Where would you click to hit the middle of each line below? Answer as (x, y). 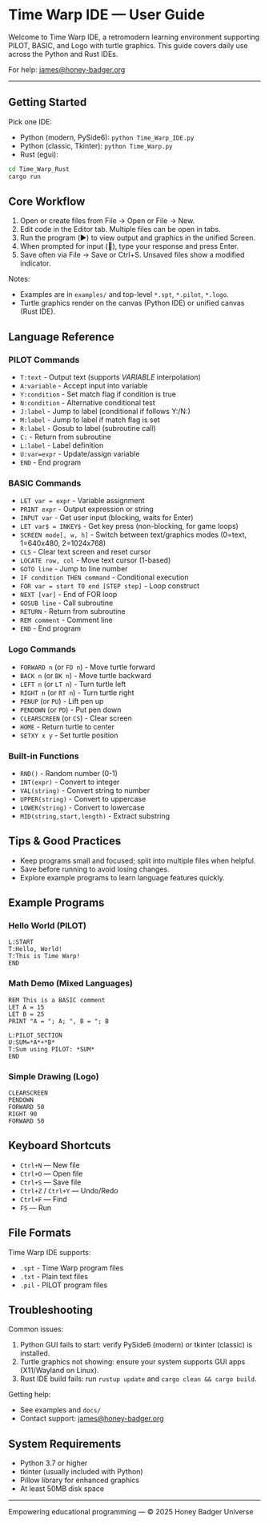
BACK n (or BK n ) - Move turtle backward (86, 675)
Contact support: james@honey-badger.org (92, 1419)
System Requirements (65, 1443)
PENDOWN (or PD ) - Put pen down (70, 709)
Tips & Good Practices (65, 841)
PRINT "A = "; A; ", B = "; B (59, 1021)
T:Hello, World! (35, 949)
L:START (21, 942)
